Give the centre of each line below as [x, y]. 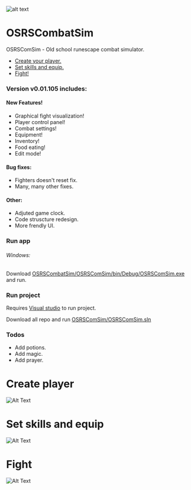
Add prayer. [29, 360]
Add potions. [30, 348]
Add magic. [29, 354]
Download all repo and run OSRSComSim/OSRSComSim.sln [79, 319]
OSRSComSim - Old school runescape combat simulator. [75, 49]
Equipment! [29, 135]
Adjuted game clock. [40, 213]
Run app [18, 241]
